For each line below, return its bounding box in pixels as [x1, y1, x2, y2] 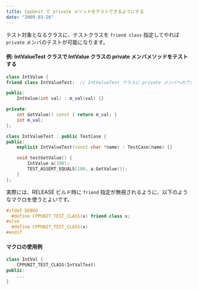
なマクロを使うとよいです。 [6, 195, 73, 203]
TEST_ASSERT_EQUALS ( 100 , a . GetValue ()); [27, 166, 128, 172]
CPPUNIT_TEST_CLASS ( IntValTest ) [16, 262, 96, 268]
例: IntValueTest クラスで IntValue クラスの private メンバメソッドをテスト [6, 53, 189, 60]
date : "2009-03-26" [6, 14, 54, 20]
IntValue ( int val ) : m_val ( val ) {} [16, 96, 104, 102]
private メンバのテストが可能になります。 [6, 38, 108, 45]
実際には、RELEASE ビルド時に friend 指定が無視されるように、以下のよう [6, 188, 189, 195]
